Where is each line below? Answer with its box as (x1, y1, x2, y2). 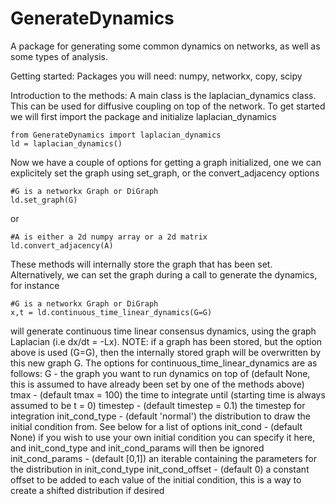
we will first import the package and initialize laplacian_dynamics (10, 110, 277, 122)
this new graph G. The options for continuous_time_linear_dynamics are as (10, 357, 318, 369)
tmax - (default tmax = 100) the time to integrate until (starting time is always (10, 388, 326, 401)
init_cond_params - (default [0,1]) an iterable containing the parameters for (10, 452, 317, 464)
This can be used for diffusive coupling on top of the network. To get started (10, 100, 326, 112)
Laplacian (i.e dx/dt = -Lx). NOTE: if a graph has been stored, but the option (10, 335, 323, 347)
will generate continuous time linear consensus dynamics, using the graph (10, 325, 317, 337)
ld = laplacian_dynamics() (10, 138, 123, 149)
